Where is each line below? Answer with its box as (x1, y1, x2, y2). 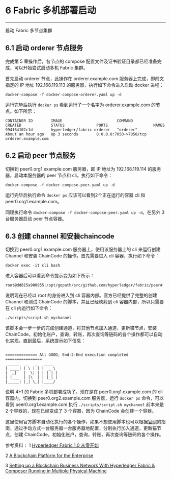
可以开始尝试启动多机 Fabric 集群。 (14, 64, 88, 70)
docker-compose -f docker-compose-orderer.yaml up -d (5, 92, 122, 97)
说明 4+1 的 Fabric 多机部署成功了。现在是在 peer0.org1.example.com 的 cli (5, 389, 163, 395)
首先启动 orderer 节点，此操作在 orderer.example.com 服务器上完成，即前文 (5, 75, 164, 82)
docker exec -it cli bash (5, 263, 60, 268)
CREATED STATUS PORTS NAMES (5, 123, 165, 128)
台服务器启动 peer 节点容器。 (5, 215, 67, 222)
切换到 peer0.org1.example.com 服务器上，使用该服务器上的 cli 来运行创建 (5, 246, 161, 253)
